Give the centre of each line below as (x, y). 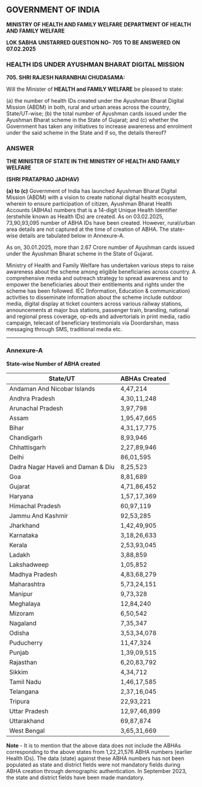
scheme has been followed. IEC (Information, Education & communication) (98, 291)
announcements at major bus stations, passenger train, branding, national (98, 310)
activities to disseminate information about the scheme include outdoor (94, 298)
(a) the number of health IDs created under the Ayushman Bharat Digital (95, 101)
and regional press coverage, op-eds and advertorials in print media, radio (98, 317)
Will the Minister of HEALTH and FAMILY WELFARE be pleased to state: (95, 89)
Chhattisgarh (28, 447)
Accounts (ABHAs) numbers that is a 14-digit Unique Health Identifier (92, 210)
